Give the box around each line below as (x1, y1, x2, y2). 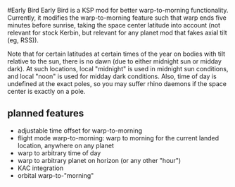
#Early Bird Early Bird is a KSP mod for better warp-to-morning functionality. (7, 6, 229, 14)
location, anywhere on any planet (17, 141, 115, 150)
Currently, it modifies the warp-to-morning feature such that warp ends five (7, 13, 227, 22)
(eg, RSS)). (7, 36, 39, 44)
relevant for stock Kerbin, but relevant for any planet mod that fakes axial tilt (7, 28, 227, 37)
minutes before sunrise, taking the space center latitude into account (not (7, 21, 220, 29)
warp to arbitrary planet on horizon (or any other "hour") (17, 156, 182, 164)
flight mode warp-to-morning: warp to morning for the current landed (17, 133, 220, 142)
